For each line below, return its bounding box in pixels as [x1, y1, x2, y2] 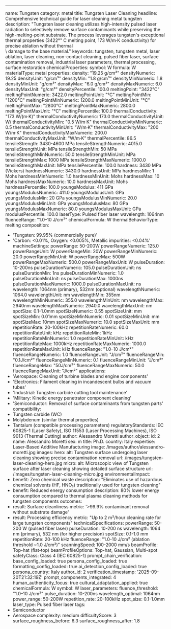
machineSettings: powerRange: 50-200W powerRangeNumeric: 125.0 [12, 243, 159, 249]
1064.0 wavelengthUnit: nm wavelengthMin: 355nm [12, 292, 121, 298]
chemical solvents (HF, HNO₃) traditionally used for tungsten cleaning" [12, 482, 161, 488]
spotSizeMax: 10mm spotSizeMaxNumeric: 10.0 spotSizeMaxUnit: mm [12, 319, 159, 325]
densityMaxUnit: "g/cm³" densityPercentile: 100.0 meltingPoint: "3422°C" [5, 86, 160, 92]
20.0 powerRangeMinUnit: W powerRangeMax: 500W [12, 254, 126, 260]
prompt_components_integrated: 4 [44, 574, 117, 580]
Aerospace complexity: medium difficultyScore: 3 [12, 612, 117, 618]
